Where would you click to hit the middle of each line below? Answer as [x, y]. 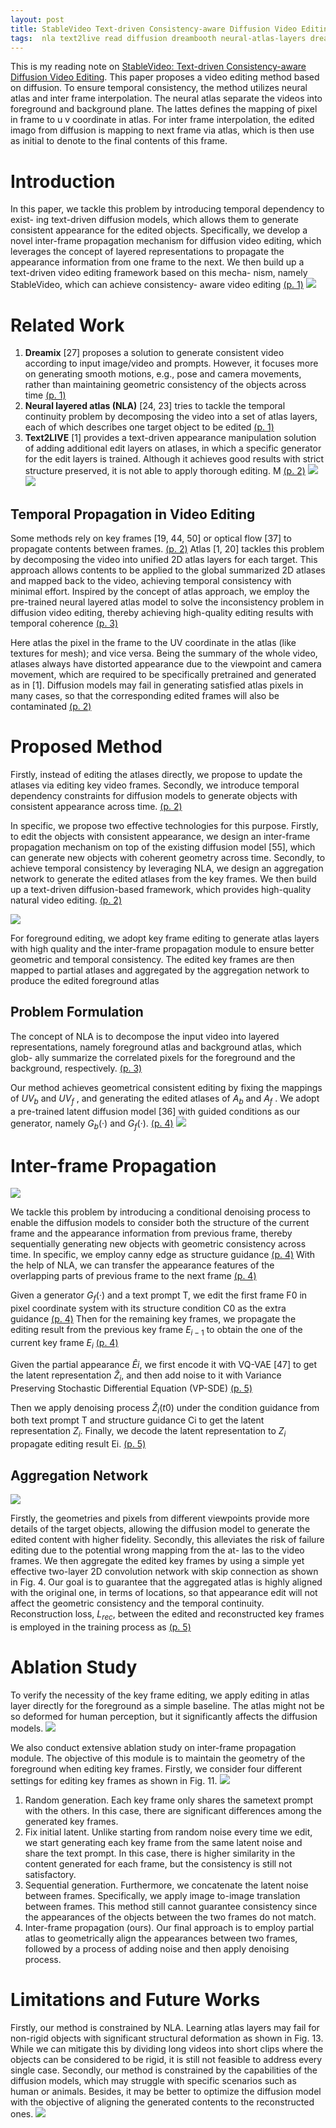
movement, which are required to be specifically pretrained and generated [163, 675]
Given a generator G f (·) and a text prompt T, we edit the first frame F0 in [159, 1296]
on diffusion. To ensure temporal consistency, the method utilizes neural [159, 88]
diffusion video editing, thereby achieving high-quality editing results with [162, 613]
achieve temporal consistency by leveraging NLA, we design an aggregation [167, 868]
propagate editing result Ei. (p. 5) [78, 1444]
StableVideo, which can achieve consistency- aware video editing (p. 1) [157, 285]
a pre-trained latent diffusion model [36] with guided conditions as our [155, 1111]
